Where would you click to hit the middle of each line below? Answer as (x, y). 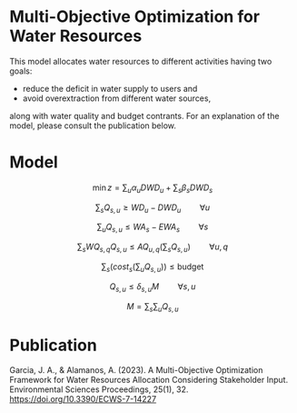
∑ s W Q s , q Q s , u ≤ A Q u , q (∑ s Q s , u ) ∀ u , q (153, 248)
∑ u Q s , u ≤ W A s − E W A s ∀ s (153, 228)
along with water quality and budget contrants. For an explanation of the (144, 116)
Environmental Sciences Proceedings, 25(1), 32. (99, 389)
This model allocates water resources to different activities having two (141, 61)
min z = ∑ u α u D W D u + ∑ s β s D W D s (153, 188)
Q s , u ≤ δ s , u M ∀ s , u (153, 287)
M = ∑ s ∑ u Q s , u (153, 307)
